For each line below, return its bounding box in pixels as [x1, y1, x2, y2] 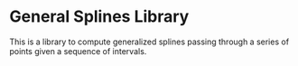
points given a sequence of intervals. [9, 45, 147, 56]
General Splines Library [9, 6, 190, 27]
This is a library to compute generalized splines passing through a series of [9, 36, 290, 47]
